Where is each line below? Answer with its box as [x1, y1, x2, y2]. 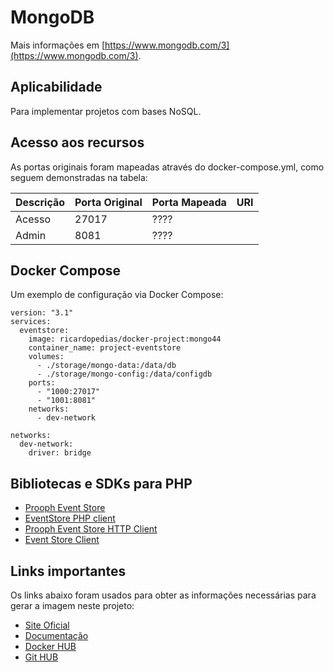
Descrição [15, 195, 66, 209]
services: [10, 317, 52, 327]
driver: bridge [28, 448, 92, 458]
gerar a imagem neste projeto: [10, 600, 135, 611]
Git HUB [24, 651, 59, 663]
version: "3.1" [10, 308, 74, 318]
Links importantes [10, 562, 127, 580]
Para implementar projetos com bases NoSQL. [10, 105, 202, 117]
